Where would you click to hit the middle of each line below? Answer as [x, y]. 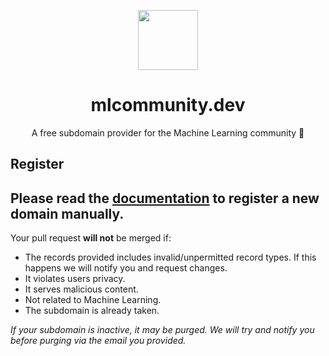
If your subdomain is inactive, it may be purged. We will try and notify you [162, 330]
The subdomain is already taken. [92, 311]
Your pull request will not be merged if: [91, 238]
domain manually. [67, 213]
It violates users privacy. [75, 279]
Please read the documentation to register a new [165, 198]
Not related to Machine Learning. [93, 300]
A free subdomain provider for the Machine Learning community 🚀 [168, 132]
